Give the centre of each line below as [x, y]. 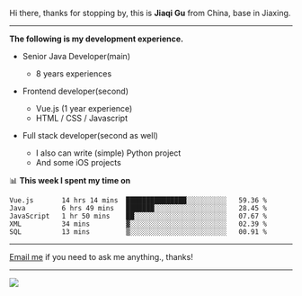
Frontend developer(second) [75, 91]
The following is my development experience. [97, 39]
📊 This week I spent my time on [70, 180]
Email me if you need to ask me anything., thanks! [101, 257]
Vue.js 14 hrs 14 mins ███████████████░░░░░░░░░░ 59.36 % [138, 201]
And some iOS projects [78, 162]
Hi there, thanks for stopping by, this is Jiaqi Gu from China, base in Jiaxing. [150, 13]
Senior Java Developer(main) [76, 56]
